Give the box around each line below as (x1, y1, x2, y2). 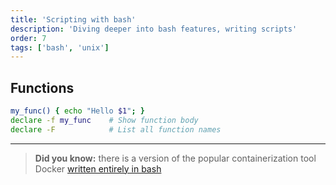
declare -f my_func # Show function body (10, 115, 199, 125)
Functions (10, 79, 75, 96)
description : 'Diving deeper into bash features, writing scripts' (10, 24, 298, 34)
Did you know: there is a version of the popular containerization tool (34, 152, 317, 164)
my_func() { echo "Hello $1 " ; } (10, 106, 145, 116)
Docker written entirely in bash (34, 162, 162, 175)
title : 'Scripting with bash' (10, 14, 137, 25)
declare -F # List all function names (10, 124, 222, 135)
